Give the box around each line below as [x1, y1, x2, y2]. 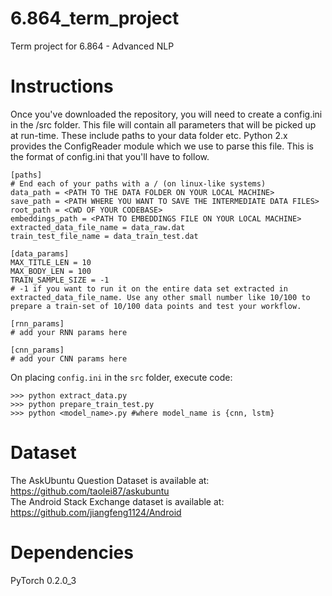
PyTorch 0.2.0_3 [10, 574, 77, 586]
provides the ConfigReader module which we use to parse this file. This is [10, 140, 314, 152]
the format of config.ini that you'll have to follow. [10, 150, 210, 162]
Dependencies [10, 542, 134, 564]
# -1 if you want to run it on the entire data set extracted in [10, 283, 288, 294]
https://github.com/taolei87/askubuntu [10, 485, 170, 497]
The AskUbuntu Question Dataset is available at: [10, 474, 210, 486]
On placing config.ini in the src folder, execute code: [10, 371, 233, 383]
